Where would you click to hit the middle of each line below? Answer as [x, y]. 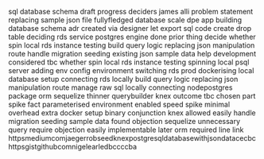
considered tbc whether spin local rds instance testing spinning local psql [129, 62]
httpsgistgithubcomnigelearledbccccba [73, 147]
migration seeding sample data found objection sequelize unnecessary [124, 121]
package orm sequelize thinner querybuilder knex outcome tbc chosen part [132, 96]
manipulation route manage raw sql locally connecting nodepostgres [120, 87]
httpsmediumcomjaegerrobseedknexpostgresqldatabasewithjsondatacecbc [132, 138]
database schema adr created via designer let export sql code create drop [130, 28]
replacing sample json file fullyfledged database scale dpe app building [125, 20]
